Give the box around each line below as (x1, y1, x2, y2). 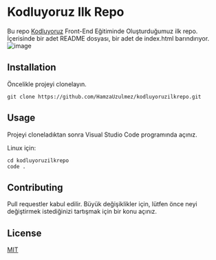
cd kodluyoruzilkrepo (7, 157, 69, 164)
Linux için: (7, 143, 36, 152)
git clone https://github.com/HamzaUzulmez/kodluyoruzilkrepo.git (7, 93, 202, 100)
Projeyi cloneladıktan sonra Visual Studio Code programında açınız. (7, 130, 197, 139)
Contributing (7, 181, 63, 193)
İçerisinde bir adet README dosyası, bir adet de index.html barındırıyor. (7, 34, 210, 42)
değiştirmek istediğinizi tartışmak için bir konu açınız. (7, 208, 157, 216)
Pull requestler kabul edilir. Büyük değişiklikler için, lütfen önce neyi (7, 200, 197, 208)
